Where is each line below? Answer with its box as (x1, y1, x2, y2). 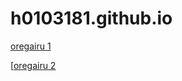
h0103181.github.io (10, 7, 173, 30)
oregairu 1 (10, 40, 52, 52)
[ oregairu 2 (10, 59, 57, 71)
